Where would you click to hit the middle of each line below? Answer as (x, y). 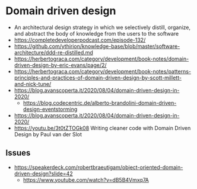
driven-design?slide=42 (43, 174)
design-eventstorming (50, 109)
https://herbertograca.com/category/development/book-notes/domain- (101, 59)
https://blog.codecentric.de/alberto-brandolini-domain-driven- (100, 102)
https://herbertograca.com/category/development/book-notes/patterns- (102, 71)
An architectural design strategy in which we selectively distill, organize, (102, 27)
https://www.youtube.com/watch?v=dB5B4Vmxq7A (86, 180)
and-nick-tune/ (33, 84)
